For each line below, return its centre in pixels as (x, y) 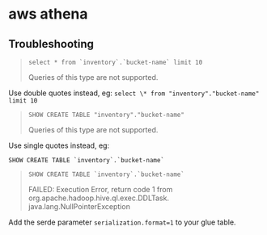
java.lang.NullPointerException (79, 206)
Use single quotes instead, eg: (59, 145)
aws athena (48, 14)
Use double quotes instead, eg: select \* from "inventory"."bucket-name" (134, 93)
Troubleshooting (51, 44)
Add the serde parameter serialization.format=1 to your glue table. (122, 222)
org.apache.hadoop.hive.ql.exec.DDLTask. (99, 198)
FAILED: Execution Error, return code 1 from (100, 189)
